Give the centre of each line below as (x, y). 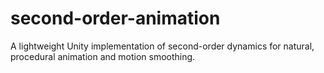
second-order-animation (115, 18)
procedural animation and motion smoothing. (103, 56)
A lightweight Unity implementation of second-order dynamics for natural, (162, 46)
